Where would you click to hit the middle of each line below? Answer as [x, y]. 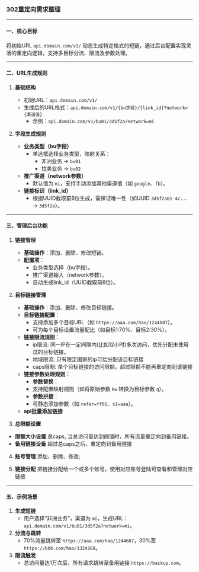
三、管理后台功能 [27, 226]
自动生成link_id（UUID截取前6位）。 [76, 282]
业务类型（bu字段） [48, 146]
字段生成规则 [30, 133]
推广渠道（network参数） [55, 175]
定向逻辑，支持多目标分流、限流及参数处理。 [76, 53]
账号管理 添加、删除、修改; [47, 456]
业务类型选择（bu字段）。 [63, 267]
